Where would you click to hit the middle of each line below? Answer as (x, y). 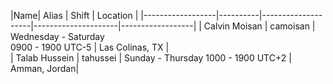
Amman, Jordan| (45, 68)
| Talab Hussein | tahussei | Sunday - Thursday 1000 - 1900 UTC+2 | (151, 58)
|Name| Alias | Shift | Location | (74, 15)
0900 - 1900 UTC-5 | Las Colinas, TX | (90, 47)
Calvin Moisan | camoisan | (259, 26)
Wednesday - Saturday (57, 36)
